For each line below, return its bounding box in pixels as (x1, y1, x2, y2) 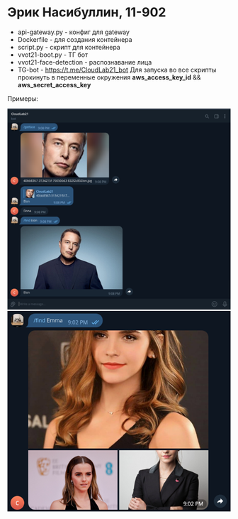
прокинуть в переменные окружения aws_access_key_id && (17, 72, 201, 82)
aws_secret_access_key (17, 80, 91, 89)
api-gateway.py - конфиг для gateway (17, 28, 130, 36)
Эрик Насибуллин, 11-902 (7, 4, 166, 21)
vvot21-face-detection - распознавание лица (17, 58, 152, 66)
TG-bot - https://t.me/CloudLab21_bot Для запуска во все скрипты (17, 65, 217, 74)
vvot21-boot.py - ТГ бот (17, 50, 89, 59)
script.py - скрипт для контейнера (17, 43, 120, 51)
